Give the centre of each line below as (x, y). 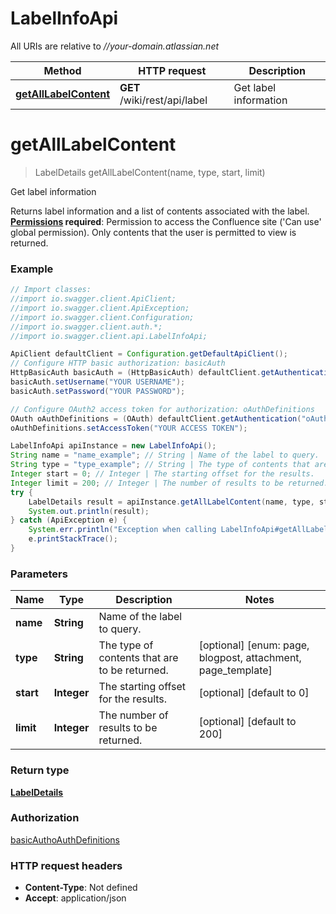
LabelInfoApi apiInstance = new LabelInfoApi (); (113, 446)
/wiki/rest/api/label (163, 100)
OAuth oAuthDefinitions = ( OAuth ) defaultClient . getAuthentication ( (156, 418)
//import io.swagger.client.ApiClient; (93, 299)
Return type (40, 770)
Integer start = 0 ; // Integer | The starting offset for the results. (162, 474)
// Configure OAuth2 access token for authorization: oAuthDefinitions (162, 409)
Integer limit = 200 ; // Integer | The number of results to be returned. (169, 483)
